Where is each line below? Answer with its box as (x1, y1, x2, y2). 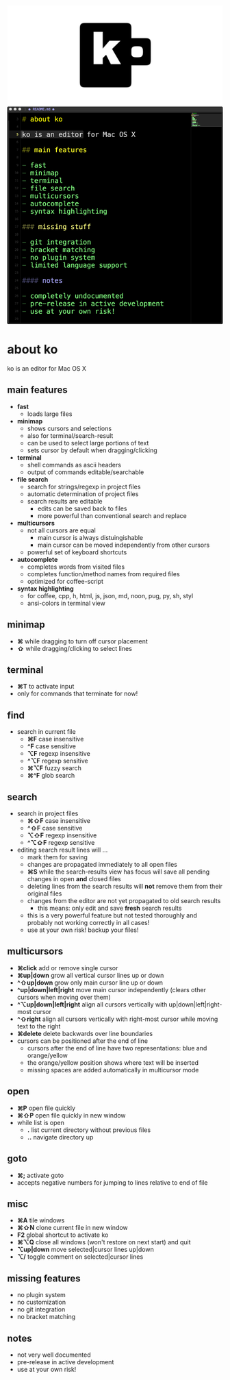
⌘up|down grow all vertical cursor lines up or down (16, 971, 164, 979)
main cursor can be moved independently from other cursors (37, 541, 210, 549)
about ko (7, 342, 58, 358)
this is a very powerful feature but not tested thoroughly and (27, 911, 197, 920)
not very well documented (16, 1351, 91, 1359)
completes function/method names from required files (27, 569, 180, 578)
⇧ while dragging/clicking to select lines (16, 644, 132, 652)
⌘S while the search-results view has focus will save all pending (27, 867, 210, 876)
